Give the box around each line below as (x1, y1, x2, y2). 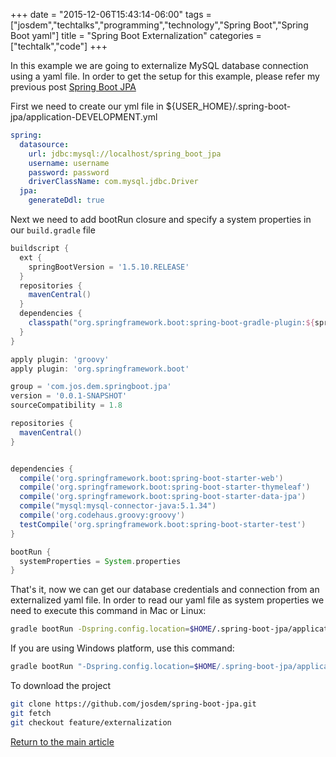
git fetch (10, 708, 52, 718)
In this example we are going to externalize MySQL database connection (10, 60, 309, 71)
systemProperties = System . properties (19, 556, 182, 566)
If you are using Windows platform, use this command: (10, 642, 235, 654)
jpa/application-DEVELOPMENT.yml (10, 111, 158, 123)
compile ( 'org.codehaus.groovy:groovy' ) (19, 510, 186, 520)
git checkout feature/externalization (10, 717, 172, 728)
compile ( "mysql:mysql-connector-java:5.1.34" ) (19, 501, 217, 511)
